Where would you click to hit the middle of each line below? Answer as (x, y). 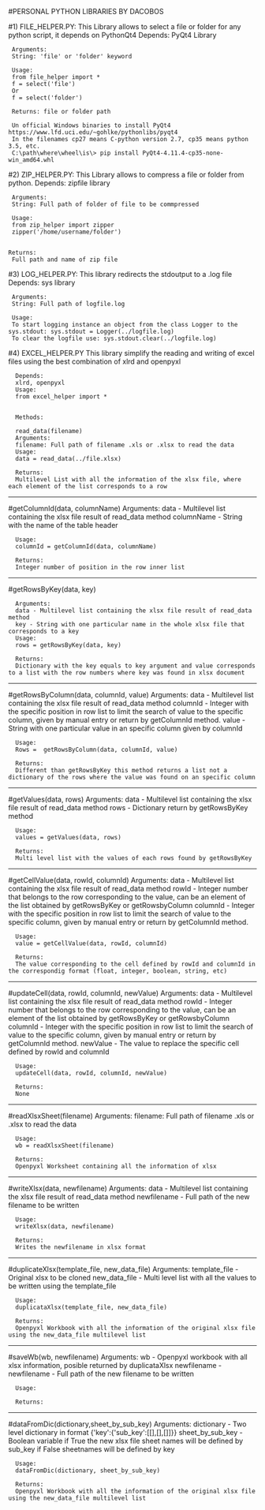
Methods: (30, 417)
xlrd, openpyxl (40, 383)
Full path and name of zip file (65, 260)
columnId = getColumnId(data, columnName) (86, 547)
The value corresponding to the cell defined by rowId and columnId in (136, 964)
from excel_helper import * (62, 397)
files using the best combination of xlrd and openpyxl (95, 361)
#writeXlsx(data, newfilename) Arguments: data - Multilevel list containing (128, 1188)
